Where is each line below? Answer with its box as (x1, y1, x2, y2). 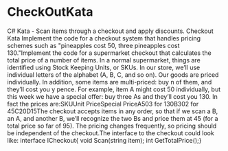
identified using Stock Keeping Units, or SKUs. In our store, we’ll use (7, 63, 201, 71)
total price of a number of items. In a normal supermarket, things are (7, 56, 201, 64)
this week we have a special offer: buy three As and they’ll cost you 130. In (7, 92, 218, 100)
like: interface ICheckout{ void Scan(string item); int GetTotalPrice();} (7, 136, 202, 144)
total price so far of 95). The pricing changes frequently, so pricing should (7, 121, 217, 130)
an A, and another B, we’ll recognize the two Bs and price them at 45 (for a (7, 114, 218, 122)
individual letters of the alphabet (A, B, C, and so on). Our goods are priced (7, 70, 219, 79)
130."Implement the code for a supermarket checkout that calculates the (7, 49, 212, 57)
